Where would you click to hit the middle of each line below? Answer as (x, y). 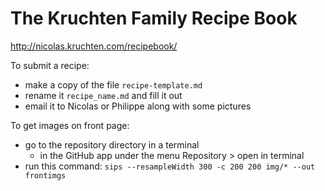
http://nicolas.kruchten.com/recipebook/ (94, 46)
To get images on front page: (70, 125)
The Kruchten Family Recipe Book (154, 18)
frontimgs (45, 175)
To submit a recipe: (50, 65)
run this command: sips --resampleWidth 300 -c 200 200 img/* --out (170, 166)
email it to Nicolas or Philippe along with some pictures (138, 106)
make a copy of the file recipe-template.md (113, 84)
